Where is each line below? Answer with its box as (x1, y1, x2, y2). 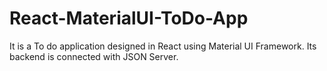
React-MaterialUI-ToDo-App (9, 7, 249, 30)
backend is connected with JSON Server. (9, 50, 179, 62)
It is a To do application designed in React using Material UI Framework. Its (9, 40, 317, 52)
